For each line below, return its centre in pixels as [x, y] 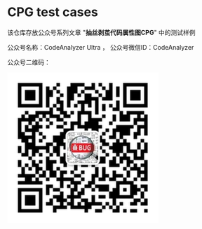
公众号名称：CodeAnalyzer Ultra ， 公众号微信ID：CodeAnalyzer [101, 47]
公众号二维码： [29, 62]
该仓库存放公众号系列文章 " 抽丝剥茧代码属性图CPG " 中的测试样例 [101, 32]
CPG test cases [53, 12]
